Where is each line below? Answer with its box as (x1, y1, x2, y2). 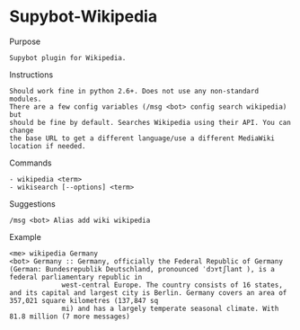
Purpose (9, 36, 41, 47)
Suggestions (9, 198, 57, 209)
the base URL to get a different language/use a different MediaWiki (9, 133, 276, 143)
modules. (9, 94, 42, 103)
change (9, 126, 34, 135)
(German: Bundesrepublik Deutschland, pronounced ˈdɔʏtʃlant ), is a (9, 264, 276, 273)
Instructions (9, 69, 54, 80)
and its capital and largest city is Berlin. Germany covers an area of (9, 288, 287, 298)
